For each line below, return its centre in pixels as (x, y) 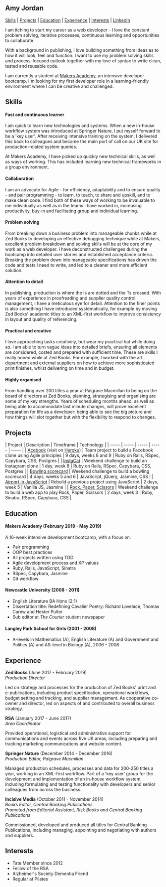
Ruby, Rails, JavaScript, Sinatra (44, 568)
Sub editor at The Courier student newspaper (58, 617)
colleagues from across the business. (43, 790)
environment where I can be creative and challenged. (59, 86)
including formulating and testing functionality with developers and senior (80, 784)
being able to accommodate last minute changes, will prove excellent (76, 407)
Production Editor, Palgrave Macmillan (44, 759)
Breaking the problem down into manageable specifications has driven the (81, 260)
